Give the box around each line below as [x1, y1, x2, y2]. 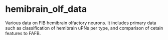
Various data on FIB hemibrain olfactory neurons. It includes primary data [5, 20, 156, 26]
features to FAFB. [5, 30, 41, 36]
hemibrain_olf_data [5, 3, 87, 15]
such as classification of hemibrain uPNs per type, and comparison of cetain [5, 25, 163, 31]
